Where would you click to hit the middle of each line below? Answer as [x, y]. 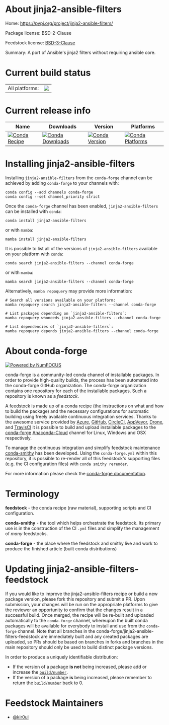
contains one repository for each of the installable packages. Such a [76, 391]
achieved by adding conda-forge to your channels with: [62, 183]
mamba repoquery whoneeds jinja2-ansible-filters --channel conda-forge [83, 318]
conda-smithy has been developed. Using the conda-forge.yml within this [81, 453]
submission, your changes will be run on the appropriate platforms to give [82, 604]
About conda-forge [46, 351]
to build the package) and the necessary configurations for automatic [77, 411]
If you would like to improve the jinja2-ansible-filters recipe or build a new [81, 594]
